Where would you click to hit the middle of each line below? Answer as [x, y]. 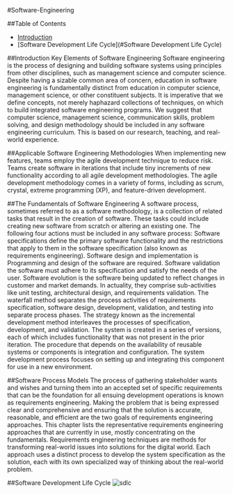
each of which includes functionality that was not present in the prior [106, 337]
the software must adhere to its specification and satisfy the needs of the [112, 270]
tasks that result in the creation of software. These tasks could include [108, 218]
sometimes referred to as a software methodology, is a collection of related [115, 211]
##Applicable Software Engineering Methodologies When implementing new [117, 153]
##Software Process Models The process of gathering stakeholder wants [112, 380]
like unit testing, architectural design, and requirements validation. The [108, 293]
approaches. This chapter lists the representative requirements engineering [115, 425]
